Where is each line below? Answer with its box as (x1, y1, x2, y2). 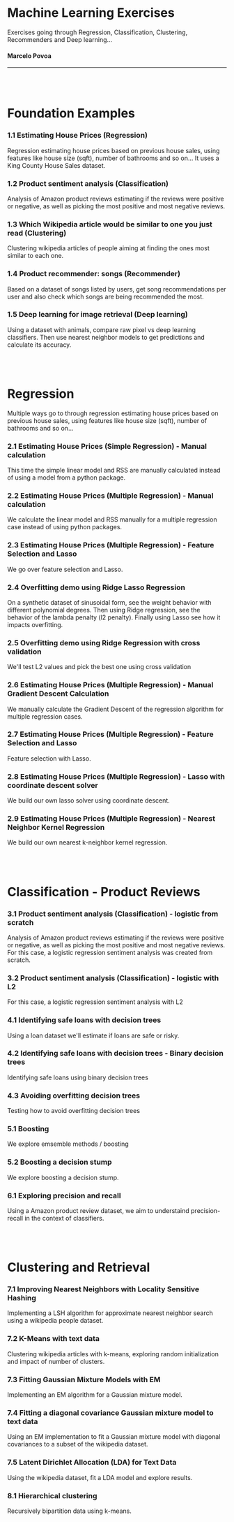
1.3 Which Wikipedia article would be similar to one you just (7, 219, 212, 229)
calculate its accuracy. (7, 340, 72, 349)
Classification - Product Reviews (7, 884, 201, 900)
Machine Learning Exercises (7, 5, 175, 21)
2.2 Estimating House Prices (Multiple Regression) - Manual (7, 491, 214, 501)
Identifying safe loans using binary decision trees (7, 1073, 148, 1082)
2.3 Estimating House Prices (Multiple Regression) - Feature (7, 540, 214, 550)
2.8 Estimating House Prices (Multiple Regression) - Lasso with (7, 771, 225, 781)
